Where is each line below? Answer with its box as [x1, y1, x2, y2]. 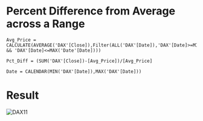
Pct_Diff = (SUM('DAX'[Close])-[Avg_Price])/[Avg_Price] [6, 58, 153, 64]
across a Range [6, 17, 85, 31]
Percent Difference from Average [6, 4, 176, 18]
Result [6, 88, 39, 102]
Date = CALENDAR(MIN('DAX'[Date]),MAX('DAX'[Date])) [6, 68, 142, 75]
